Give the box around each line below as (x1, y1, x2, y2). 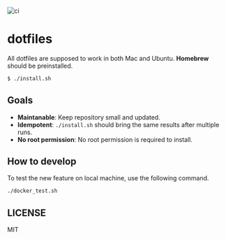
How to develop (7, 156, 77, 168)
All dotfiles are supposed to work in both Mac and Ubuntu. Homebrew (7, 54, 209, 62)
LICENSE (7, 207, 47, 219)
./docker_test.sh (7, 187, 58, 195)
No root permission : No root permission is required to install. (17, 135, 193, 143)
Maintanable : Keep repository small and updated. (17, 113, 160, 122)
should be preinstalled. (7, 61, 73, 70)
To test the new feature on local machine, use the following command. (7, 174, 209, 182)
